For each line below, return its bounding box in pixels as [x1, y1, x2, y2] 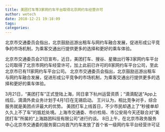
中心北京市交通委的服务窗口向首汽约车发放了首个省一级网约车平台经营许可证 [5, 122, 160, 128]
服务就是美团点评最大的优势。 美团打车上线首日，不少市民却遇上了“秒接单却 [5, 104, 159, 109]
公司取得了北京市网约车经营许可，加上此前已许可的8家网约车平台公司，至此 [5, 62, 159, 68]
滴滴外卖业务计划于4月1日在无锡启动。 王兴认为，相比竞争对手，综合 [18, 97, 157, 103]
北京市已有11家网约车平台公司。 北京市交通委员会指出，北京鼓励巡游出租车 [5, 68, 156, 74]
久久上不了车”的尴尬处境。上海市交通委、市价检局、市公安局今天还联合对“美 [5, 109, 160, 115]
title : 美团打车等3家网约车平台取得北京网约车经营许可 [5, 7, 103, 12]
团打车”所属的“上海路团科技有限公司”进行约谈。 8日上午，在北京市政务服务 [5, 116, 157, 122]
